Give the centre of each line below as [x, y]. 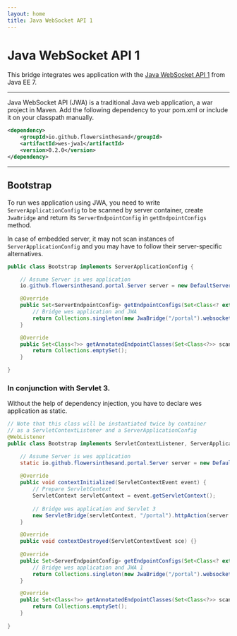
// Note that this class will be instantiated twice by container [107, 424]
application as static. [37, 411]
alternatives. [25, 253]
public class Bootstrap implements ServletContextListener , [98, 443]
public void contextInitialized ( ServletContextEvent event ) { [113, 483]
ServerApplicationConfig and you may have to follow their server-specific [115, 246]
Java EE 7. [22, 83]
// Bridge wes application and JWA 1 [88, 568]
